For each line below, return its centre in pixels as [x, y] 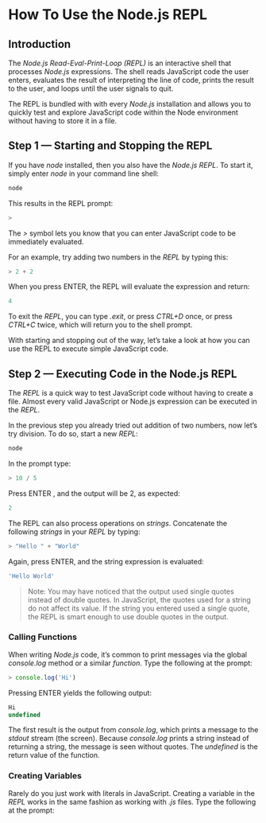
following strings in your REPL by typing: [74, 532]
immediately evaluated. [46, 241]
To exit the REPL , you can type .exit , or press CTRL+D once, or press [120, 317]
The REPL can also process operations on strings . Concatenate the [118, 523]
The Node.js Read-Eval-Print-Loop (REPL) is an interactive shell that [120, 63]
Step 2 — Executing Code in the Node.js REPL [123, 374]
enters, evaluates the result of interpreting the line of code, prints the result [131, 80]
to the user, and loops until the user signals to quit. [91, 88]
